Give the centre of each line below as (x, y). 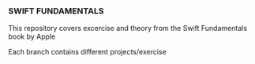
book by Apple (32, 36)
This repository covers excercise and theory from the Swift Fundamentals (127, 28)
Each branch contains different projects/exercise (88, 52)
